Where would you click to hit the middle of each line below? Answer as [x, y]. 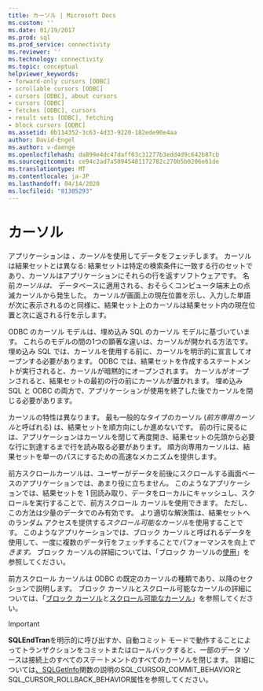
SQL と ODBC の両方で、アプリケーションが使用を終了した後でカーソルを [127, 390]
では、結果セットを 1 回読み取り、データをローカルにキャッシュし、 [131, 493]
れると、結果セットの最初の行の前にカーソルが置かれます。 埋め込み [132, 381]
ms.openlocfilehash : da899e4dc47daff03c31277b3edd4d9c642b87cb [114, 154]
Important [24, 623]
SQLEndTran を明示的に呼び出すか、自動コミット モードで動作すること [123, 640]
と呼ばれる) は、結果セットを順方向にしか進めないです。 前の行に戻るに [131, 427]
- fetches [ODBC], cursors [52, 111]
